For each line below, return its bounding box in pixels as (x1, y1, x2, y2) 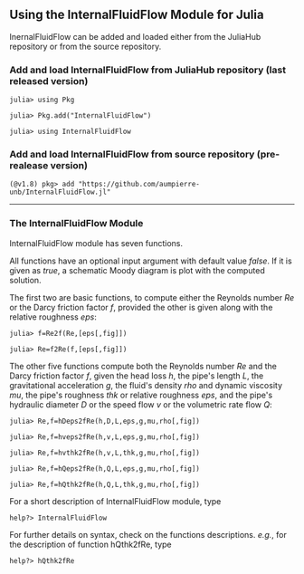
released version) (9, 74, 89, 87)
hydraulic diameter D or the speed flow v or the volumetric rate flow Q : (9, 398, 273, 410)
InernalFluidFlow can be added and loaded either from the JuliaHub (9, 31, 261, 42)
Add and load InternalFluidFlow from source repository (9, 148, 255, 161)
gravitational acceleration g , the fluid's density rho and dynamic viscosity (9, 379, 283, 390)
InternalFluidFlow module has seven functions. (9, 237, 184, 248)
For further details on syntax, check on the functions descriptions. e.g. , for (9, 529, 288, 540)
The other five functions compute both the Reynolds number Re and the (9, 360, 278, 371)
